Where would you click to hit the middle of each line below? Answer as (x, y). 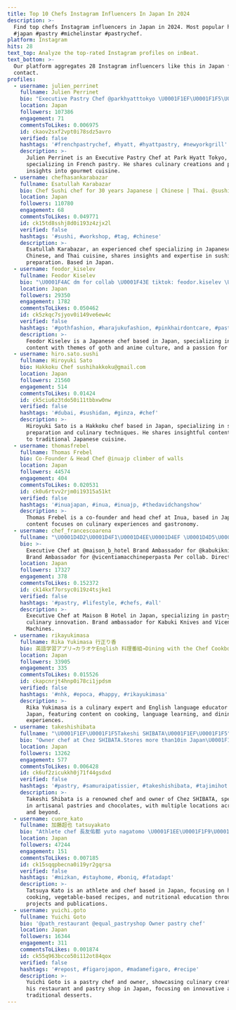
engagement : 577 (44, 760)
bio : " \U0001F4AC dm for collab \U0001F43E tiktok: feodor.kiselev (120, 282)
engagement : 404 (44, 479)
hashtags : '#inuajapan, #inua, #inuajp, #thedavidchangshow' (111, 505)
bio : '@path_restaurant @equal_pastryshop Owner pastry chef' (113, 923)
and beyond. (43, 812)
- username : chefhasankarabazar (61, 177)
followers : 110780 (47, 204)
